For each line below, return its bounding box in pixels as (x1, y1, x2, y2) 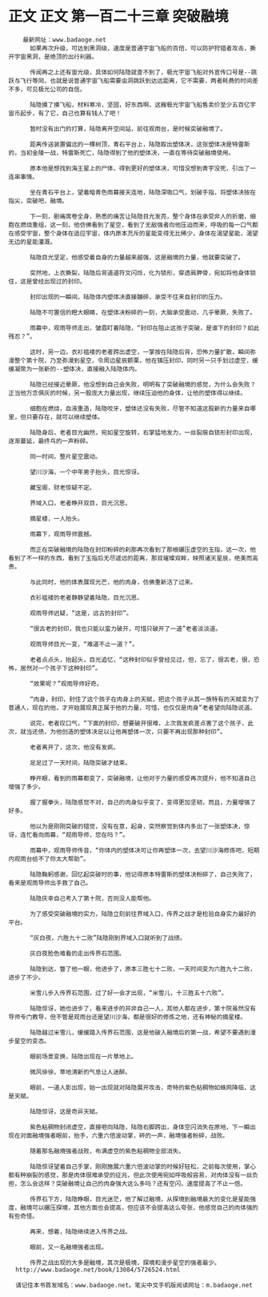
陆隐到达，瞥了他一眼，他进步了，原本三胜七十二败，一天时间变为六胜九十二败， (29, 965, 256, 973)
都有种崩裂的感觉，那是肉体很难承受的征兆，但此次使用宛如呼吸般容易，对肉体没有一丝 (8, 1171, 253, 1179)
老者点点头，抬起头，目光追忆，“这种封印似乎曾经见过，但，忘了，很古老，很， (29, 656, 254, 664)
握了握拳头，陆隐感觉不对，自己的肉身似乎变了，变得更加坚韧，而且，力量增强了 (29, 798, 256, 806)
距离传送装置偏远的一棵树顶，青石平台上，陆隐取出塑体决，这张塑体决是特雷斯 (29, 140, 250, 148)
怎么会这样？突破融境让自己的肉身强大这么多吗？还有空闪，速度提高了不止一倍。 (19, 1179, 246, 1187)
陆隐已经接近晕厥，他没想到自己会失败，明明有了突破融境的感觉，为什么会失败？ (29, 380, 256, 388)
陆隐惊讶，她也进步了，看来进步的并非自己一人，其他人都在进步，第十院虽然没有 (29, 1004, 256, 1013)
